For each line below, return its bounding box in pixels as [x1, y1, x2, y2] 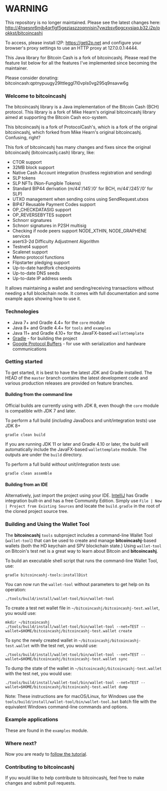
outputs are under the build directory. [5, 452, 83, 458]
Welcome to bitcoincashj [5, 93, 67, 99]
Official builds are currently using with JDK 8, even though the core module [5, 402, 159, 408]
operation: [5, 587, 26, 593]
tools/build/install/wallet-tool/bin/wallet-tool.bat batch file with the [5, 698, 157, 704]
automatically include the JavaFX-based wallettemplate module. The [5, 446, 147, 453]
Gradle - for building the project [12, 335, 78, 341]
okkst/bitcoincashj [5, 30, 43, 36]
